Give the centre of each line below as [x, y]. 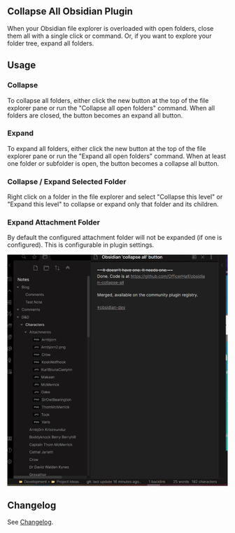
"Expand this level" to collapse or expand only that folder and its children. [113, 204]
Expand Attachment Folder [54, 222]
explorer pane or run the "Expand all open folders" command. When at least [116, 156]
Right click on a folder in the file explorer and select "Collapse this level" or [115, 197]
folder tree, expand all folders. [51, 43]
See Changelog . [30, 522]
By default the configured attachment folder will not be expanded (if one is [115, 238]
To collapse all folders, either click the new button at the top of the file [108, 100]
